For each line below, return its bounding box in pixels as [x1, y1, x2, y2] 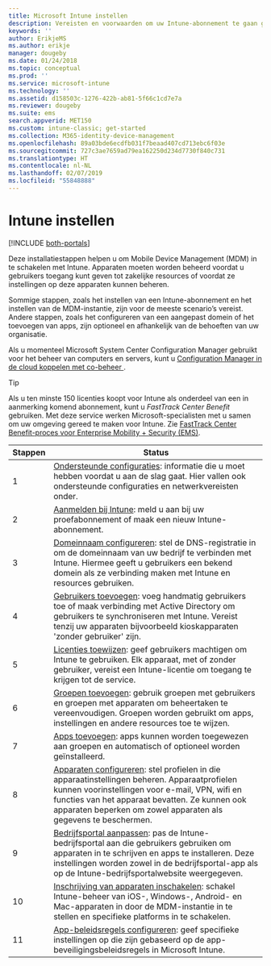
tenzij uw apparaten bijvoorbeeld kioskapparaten [53, 620, 240, 631]
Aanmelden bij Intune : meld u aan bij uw [53, 503, 204, 514]
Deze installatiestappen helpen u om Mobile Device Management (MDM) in [8, 253, 257, 263]
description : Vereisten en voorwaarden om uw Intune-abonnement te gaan [8, 19, 258, 27]
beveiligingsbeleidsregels [53, 944, 151, 956]
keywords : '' [8, 27, 52, 35]
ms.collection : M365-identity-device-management [8, 131, 175, 139]
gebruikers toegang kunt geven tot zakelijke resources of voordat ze [8, 271, 236, 281]
